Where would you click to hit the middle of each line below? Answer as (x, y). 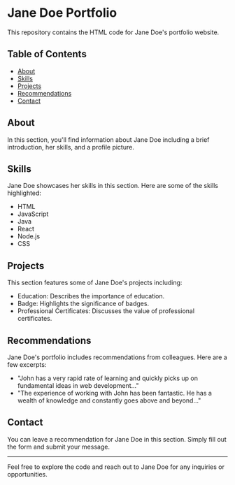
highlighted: (24, 193)
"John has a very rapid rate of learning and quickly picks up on (107, 378)
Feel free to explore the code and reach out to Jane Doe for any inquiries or (116, 467)
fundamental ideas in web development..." (78, 385)
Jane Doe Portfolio (62, 13)
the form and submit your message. (59, 447)
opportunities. (27, 474)
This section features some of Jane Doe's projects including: (95, 283)
